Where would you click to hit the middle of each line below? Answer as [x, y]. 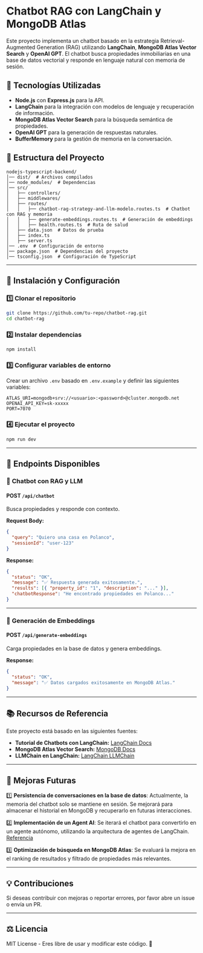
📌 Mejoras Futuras [41, 780]
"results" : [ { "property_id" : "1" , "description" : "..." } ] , [90, 589]
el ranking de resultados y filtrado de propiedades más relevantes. [89, 859]
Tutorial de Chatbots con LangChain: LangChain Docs [83, 743]
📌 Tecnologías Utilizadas [53, 86]
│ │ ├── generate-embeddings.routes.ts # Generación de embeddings [100, 219]
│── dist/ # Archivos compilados [50, 177]
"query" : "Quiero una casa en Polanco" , [63, 538]
